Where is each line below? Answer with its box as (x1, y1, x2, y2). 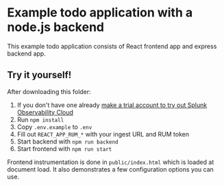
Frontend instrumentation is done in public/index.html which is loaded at (7, 158, 214, 166)
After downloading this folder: (7, 87, 91, 95)
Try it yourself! (7, 69, 72, 81)
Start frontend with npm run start (16, 144, 112, 152)
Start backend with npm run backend (16, 137, 119, 146)
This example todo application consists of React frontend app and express (7, 42, 217, 50)
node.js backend (7, 19, 105, 35)
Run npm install (16, 115, 64, 124)
